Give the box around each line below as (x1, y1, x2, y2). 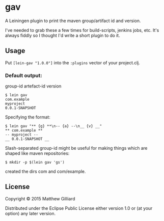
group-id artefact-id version (5, 83, 62, 89)
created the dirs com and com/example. (5, 168, 86, 174)
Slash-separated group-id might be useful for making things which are (5, 145, 148, 151)
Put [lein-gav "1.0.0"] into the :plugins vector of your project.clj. (5, 59, 140, 65)
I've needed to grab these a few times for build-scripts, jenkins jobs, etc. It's (5, 27, 160, 33)
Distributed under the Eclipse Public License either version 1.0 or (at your (5, 205, 153, 211)
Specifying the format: (5, 114, 51, 120)
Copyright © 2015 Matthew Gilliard (5, 195, 75, 201)
